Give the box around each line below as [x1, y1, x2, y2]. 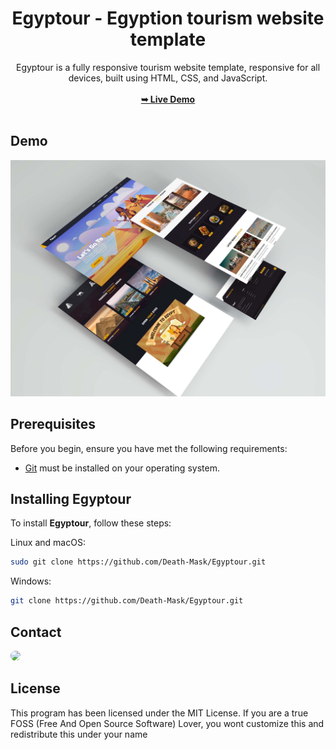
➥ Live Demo [140, 93, 196, 105]
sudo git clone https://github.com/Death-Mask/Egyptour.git [10, 557, 267, 567]
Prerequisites [10, 416, 96, 433]
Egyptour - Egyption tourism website [11, 7, 325, 30]
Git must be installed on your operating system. [24, 462, 220, 474]
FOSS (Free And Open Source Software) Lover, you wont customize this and [10, 717, 325, 729]
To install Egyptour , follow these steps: [10, 517, 172, 529]
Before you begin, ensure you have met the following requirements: [10, 442, 288, 454]
